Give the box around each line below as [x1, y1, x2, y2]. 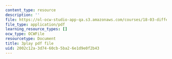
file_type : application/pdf [5, 22, 66, 27]
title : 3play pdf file [5, 41, 54, 46]
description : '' [5, 12, 40, 17]
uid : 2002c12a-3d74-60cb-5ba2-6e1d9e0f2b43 [5, 46, 100, 51]
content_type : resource [5, 7, 56, 13]
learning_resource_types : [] [5, 27, 68, 32]
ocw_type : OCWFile [5, 31, 45, 36]
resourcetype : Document [5, 36, 56, 42]
